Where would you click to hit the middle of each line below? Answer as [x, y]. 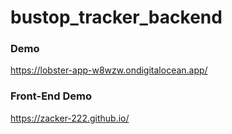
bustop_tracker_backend [116, 17]
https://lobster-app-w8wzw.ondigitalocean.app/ [109, 70]
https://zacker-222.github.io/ [70, 118]
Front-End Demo [51, 96]
